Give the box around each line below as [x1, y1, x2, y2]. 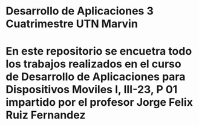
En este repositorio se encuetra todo [5, 44, 192, 58]
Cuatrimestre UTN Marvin [5, 17, 139, 31]
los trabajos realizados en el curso [5, 57, 182, 71]
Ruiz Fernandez [5, 108, 86, 122]
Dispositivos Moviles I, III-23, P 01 [5, 83, 178, 97]
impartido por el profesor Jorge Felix [5, 96, 193, 109]
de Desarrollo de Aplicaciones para [5, 70, 186, 84]
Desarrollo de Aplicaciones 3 [5, 4, 154, 18]
